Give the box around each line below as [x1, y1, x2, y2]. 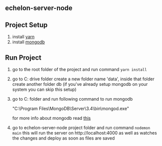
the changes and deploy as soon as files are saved [12, 135, 115, 141]
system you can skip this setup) [12, 86, 77, 93]
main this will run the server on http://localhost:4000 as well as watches [12, 130, 157, 136]
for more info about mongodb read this [12, 115, 91, 121]
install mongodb [12, 39, 45, 45]
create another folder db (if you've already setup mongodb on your [12, 81, 148, 87]
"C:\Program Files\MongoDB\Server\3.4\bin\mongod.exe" [12, 106, 129, 111]
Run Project [5, 53, 42, 62]
